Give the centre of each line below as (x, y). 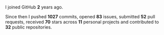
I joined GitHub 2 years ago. (34, 7)
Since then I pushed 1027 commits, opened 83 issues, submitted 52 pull (80, 17)
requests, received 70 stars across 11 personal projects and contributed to (82, 22)
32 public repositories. (29, 27)
